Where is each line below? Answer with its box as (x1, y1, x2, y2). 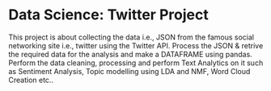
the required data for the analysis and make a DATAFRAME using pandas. (8, 49, 252, 59)
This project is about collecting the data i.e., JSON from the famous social (8, 32, 255, 42)
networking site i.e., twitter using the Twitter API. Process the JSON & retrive (8, 40, 264, 50)
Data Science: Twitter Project (8, 6, 209, 24)
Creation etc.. (8, 75, 54, 85)
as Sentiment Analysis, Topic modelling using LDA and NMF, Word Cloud (8, 66, 251, 76)
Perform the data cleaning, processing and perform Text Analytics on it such (8, 58, 264, 68)
